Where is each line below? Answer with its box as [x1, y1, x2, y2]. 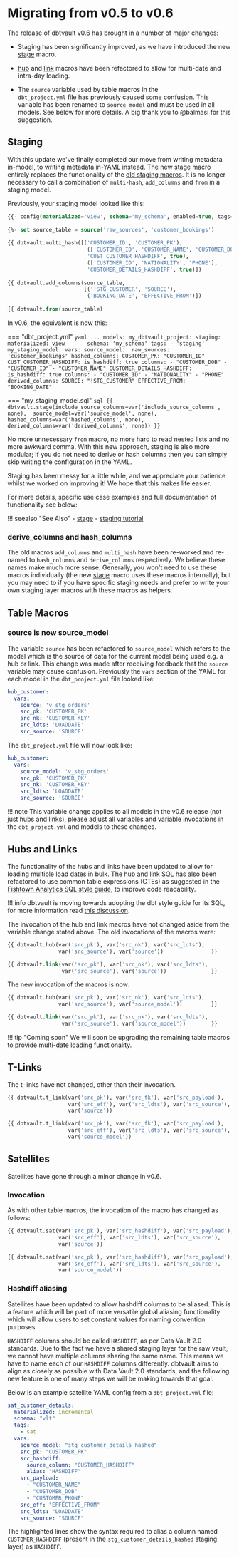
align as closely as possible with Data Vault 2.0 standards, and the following [7, 1366, 230, 1375]
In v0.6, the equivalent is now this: [7, 319, 107, 327]
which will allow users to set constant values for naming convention [7, 1315, 206, 1324]
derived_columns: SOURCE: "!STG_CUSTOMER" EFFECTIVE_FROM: [7, 377, 186, 384]
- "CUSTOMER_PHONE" [26, 1495, 84, 1502]
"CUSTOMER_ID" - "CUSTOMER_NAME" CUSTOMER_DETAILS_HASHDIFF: [7, 365, 193, 372]
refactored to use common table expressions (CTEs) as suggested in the [7, 877, 221, 885]
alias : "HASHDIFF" [26, 1468, 81, 1475]
